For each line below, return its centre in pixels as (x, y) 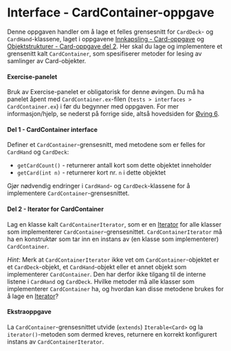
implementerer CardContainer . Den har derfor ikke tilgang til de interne (107, 274)
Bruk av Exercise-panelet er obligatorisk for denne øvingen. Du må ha (106, 92)
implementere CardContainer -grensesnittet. (68, 193)
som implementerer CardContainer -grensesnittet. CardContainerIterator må (114, 231)
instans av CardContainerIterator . (56, 341)
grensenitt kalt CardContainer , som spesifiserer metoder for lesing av (104, 54)
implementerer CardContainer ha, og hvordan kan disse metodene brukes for (115, 288)
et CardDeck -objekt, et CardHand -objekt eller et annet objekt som (97, 267)
